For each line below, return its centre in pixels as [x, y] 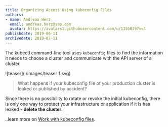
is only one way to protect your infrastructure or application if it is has [78, 104]
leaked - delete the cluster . [34, 109]
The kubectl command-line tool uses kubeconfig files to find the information [84, 53]
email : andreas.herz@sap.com [40, 24]
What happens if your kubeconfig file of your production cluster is [86, 83]
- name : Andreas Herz [28, 19]
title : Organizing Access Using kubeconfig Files [59, 10]
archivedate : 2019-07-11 [31, 39]
